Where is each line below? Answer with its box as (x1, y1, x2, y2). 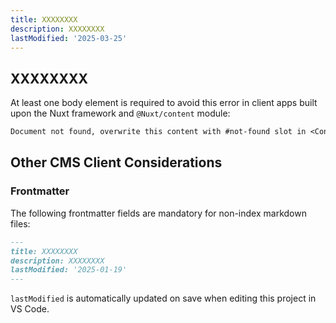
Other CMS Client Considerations (10, 154, 223, 171)
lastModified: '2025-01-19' (10, 265, 128, 275)
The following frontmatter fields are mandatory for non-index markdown (10, 207, 307, 219)
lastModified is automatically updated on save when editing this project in (10, 292, 317, 305)
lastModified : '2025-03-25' (10, 33, 128, 43)
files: (10, 217, 31, 230)
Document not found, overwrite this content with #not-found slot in (10, 127, 307, 137)
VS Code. (10, 303, 50, 315)
